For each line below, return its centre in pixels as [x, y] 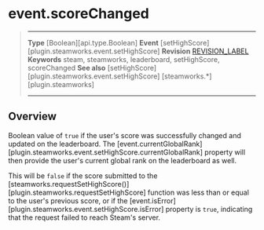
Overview [33, 117]
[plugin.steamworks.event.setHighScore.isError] [86, 209]
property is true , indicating [209, 209]
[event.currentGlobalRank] [159, 144]
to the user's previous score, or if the [68, 200]
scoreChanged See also [66, 68]
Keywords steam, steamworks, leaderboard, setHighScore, [123, 59]
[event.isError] [153, 200]
